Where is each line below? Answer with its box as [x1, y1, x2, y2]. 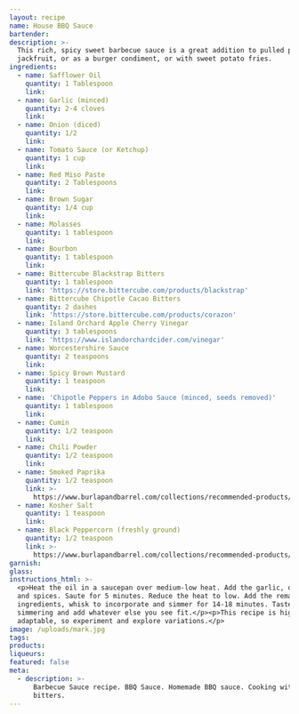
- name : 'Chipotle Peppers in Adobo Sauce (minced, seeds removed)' [17, 393, 277, 403]
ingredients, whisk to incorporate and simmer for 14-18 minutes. [17, 600, 269, 609]
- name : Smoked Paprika [17, 468, 105, 477]
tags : [9, 633, 29, 642]
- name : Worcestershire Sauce [17, 343, 129, 352]
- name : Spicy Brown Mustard [17, 368, 125, 378]
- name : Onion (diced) [17, 121, 101, 130]
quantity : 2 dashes [25, 302, 98, 311]
